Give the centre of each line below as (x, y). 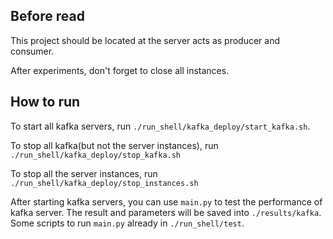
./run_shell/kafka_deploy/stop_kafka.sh (96, 155)
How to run (45, 102)
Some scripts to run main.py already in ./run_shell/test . (127, 223)
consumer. (32, 51)
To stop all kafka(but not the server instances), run (114, 145)
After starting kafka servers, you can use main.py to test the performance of (166, 201)
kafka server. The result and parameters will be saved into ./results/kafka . (166, 212)
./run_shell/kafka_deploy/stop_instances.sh (104, 183)
